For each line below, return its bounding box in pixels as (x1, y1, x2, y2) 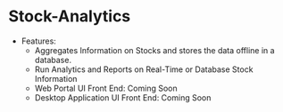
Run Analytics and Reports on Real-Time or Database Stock (34, 64, 254, 75)
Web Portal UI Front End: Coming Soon (34, 83, 178, 93)
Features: (21, 36, 57, 46)
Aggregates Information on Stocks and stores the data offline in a (34, 44, 275, 55)
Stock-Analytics (8, 6, 131, 27)
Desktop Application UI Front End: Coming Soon (34, 92, 212, 103)
